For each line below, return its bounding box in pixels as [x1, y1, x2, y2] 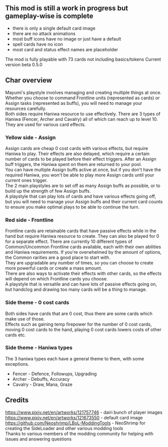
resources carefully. [5, 105, 47, 111]
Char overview [5, 76, 52, 85]
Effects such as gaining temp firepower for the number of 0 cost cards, [5, 321, 152, 327]
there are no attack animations [12, 30, 76, 37]
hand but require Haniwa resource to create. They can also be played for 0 [5, 233, 159, 239]
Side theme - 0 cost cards [5, 299, 69, 306]
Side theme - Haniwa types [5, 344, 73, 351]
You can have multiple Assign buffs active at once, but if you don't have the [5, 167, 161, 173]
